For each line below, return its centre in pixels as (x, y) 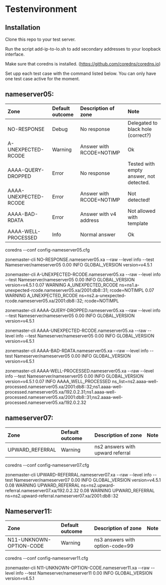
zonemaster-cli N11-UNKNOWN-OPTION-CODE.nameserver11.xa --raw (77, 568)
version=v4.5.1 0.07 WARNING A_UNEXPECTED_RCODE (62, 285)
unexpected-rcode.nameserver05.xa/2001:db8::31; (57, 290)
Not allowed (142, 211)
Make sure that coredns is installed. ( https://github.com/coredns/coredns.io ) (83, 64)
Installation (23, 28)
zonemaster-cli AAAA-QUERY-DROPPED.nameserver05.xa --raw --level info (83, 310)
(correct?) (140, 135)
